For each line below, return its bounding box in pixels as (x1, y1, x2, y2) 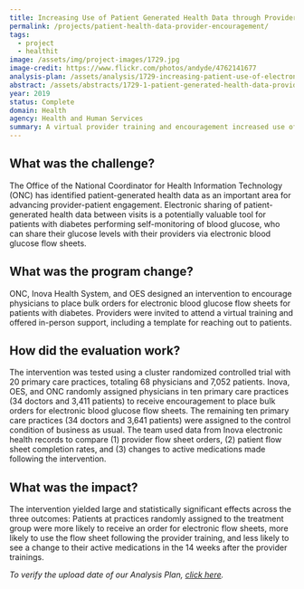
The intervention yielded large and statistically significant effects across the (9, 504, 292, 515)
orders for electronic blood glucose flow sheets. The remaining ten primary (9, 405, 290, 416)
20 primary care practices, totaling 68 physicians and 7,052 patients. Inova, (9, 376, 290, 387)
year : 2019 (9, 89, 51, 98)
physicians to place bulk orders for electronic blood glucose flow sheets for (9, 298, 291, 309)
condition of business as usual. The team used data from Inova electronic (9, 424, 283, 435)
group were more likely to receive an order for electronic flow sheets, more (9, 523, 289, 534)
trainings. (9, 552, 45, 563)
